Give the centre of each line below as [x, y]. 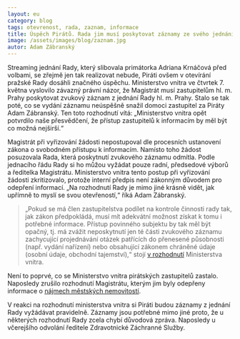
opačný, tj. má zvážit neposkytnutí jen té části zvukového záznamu [124, 232]
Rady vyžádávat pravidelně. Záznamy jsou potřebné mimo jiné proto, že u [115, 312]
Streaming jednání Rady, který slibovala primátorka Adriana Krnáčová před [117, 67]
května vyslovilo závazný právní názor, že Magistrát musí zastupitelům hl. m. [120, 90]
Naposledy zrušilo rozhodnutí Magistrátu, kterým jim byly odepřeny [106, 283]
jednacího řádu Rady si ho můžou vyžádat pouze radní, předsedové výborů [118, 165]
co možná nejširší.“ [36, 128]
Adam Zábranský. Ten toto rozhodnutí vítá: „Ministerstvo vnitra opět [107, 113]
